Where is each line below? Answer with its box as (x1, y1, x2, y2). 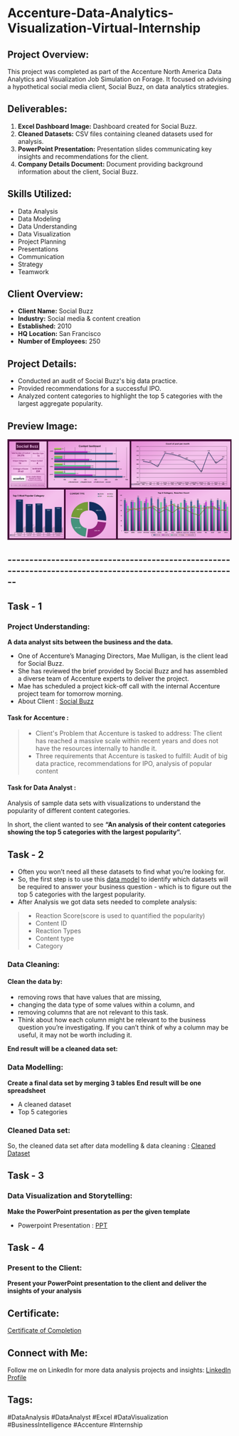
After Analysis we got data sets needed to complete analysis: (17, 898, 197, 906)
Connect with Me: (7, 1347, 88, 1359)
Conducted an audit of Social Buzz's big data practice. (17, 377, 178, 385)
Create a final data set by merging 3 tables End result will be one (7, 1079, 201, 1087)
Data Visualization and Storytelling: (7, 1191, 133, 1201)
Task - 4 (7, 1242, 45, 1254)
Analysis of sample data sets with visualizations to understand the (7, 799, 201, 807)
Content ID (35, 919, 68, 928)
